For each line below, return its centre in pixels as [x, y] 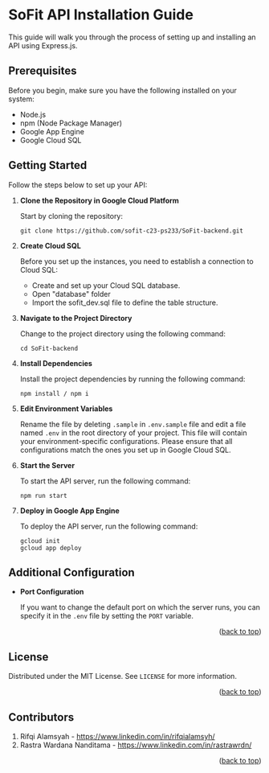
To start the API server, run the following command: [105, 481]
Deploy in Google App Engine [70, 510]
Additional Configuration [71, 572]
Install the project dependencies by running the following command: [132, 379]
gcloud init [40, 541]
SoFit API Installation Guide [101, 15]
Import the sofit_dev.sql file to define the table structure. [125, 302]
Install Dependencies [56, 363]
